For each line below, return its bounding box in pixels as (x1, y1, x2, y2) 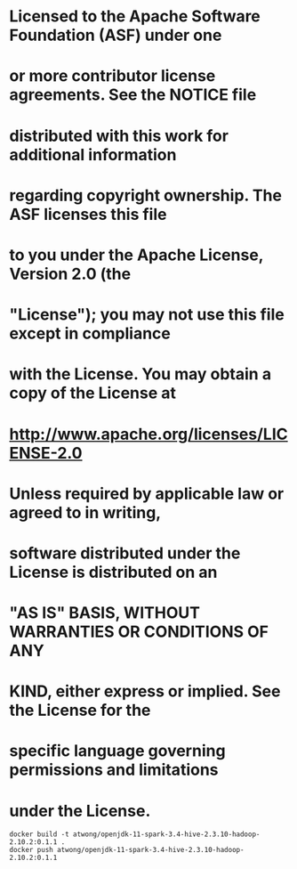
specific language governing (9, 741, 226, 761)
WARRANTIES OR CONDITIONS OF (9, 621, 269, 642)
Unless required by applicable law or (9, 483, 285, 504)
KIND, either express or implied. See (9, 681, 281, 702)
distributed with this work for (9, 126, 229, 146)
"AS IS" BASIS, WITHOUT (9, 603, 200, 623)
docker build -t (9, 830, 69, 839)
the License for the (9, 701, 151, 720)
